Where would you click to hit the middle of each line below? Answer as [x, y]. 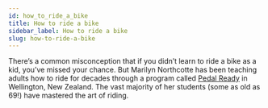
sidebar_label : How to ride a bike [68, 31]
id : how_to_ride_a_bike [48, 16]
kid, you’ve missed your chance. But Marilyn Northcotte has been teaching [133, 70]
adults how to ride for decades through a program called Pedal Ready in [128, 78]
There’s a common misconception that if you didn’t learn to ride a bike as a [132, 61]
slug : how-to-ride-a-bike [52, 38]
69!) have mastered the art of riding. [69, 96]
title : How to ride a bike [54, 23]
